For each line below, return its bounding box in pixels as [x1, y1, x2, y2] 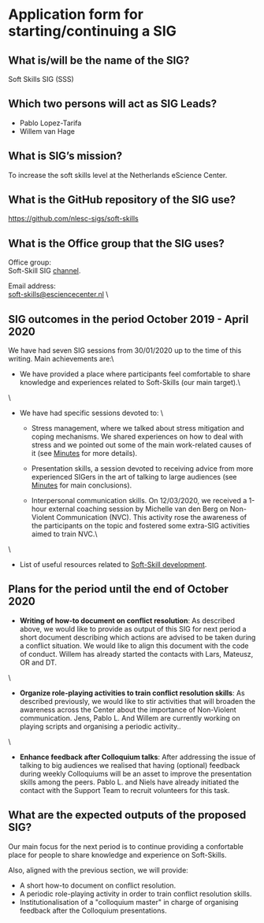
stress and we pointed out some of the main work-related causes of [31, 440, 252, 450]
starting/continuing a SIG [8, 22, 177, 40]
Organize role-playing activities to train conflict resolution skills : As [19, 688, 246, 698]
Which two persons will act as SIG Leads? [8, 97, 218, 111]
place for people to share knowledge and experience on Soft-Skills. [8, 850, 227, 859]
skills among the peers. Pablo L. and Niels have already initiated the [19, 777, 240, 787]
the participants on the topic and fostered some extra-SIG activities [31, 521, 251, 531]
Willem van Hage [19, 126, 76, 135]
